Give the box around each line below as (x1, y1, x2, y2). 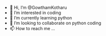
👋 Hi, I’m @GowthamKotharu (9, 5, 67, 10)
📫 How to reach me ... (9, 26, 55, 31)
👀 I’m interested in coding (9, 10, 62, 16)
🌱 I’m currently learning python (9, 15, 72, 20)
